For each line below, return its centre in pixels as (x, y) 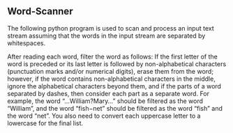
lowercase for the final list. (45, 123)
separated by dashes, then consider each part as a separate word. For (108, 93)
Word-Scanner (40, 11)
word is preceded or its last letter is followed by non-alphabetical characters (117, 64)
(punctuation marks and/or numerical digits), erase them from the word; (111, 71)
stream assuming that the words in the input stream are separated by (106, 36)
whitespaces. (27, 43)
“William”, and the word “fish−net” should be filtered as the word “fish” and (115, 108)
